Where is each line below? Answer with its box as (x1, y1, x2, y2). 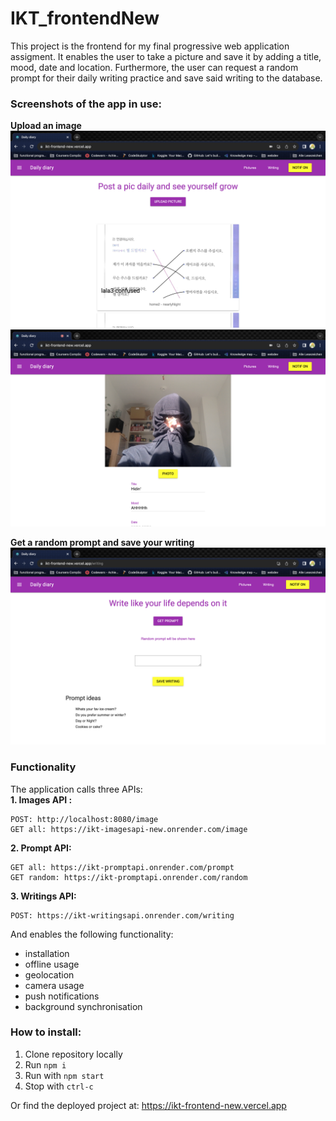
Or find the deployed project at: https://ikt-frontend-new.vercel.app (10, 1099, 287, 1111)
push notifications (24, 990, 100, 1002)
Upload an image (10, 120, 82, 132)
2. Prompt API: (10, 842, 72, 854)
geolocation (24, 968, 75, 981)
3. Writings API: (10, 890, 77, 902)
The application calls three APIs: (10, 783, 143, 795)
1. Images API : (10, 793, 73, 806)
